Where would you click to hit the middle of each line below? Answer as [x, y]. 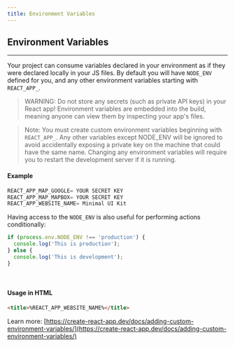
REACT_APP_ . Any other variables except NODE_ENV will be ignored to [123, 137]
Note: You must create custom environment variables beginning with [123, 130]
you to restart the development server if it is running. [100, 160]
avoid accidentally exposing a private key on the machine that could [122, 145]
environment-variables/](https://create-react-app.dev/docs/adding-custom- [117, 328]
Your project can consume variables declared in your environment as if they [116, 66]
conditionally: [27, 224]
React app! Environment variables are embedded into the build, [115, 109]
